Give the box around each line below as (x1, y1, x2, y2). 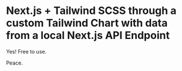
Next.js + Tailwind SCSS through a (6, 4, 177, 17)
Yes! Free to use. (6, 48, 47, 55)
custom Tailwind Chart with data (6, 16, 168, 30)
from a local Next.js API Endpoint (6, 29, 170, 42)
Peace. (6, 59, 23, 66)
